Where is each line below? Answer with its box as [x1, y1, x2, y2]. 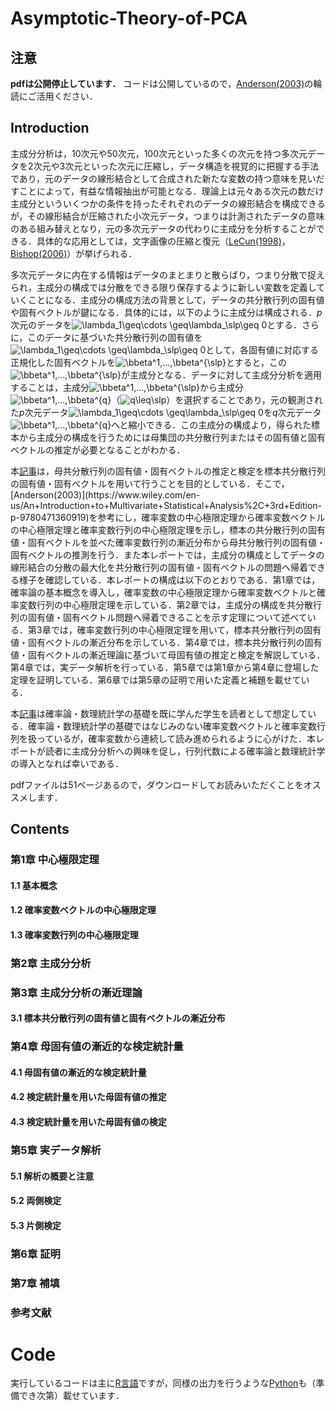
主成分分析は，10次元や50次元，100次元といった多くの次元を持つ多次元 [10, 147, 308, 159]
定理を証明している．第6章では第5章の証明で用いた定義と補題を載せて [10, 673, 302, 686]
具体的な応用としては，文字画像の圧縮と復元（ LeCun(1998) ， [36, 235, 291, 247]
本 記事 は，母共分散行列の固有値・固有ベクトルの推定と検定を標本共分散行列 [10, 465, 326, 477]
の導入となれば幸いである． [10, 757, 125, 769]
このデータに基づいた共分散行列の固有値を [27, 331, 203, 343]
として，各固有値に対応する [205, 343, 319, 356]
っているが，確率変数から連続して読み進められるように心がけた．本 [36, 732, 317, 744]
